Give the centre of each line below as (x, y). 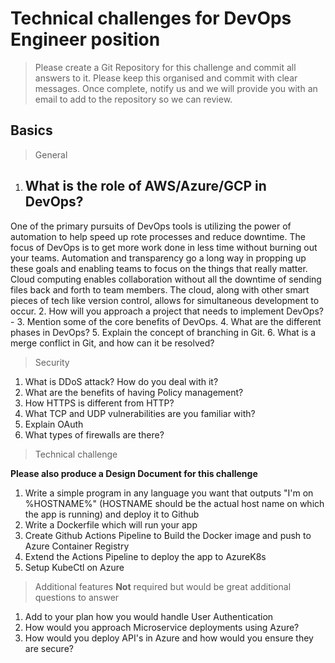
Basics (31, 130)
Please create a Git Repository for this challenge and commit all (165, 67)
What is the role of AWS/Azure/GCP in (145, 186)
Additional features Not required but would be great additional (163, 586)
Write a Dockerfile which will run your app (111, 524)
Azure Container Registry (77, 546)
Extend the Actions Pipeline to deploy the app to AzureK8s (145, 556)
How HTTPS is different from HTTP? (99, 403)
